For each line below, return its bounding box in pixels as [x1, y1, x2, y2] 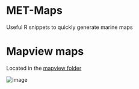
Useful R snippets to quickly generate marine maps [6, 23, 134, 31]
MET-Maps [6, 4, 63, 17]
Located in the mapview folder [6, 64, 82, 72]
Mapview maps [6, 44, 84, 58]
